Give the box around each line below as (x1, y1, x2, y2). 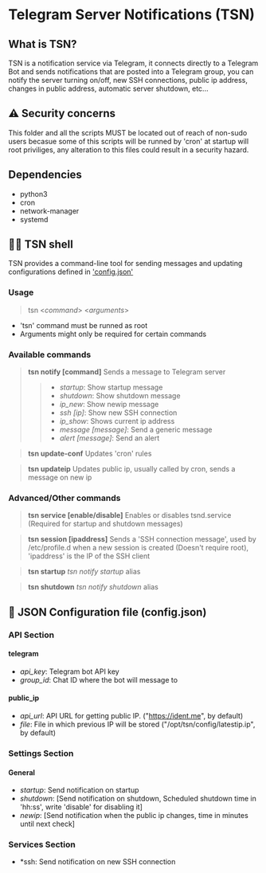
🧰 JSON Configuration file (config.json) (8, 605, 207, 619)
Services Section (8, 839, 76, 850)
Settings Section (8, 747, 74, 758)
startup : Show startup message (59, 382, 163, 392)
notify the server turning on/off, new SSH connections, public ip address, (8, 76, 248, 84)
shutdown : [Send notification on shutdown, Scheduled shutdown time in (19, 794, 256, 804)
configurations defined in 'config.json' (8, 267, 134, 276)
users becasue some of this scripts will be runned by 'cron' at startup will (8, 136, 249, 146)
